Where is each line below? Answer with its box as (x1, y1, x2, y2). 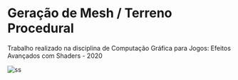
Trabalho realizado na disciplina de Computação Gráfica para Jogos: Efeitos (7, 44, 232, 52)
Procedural (7, 20, 75, 36)
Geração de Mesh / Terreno (7, 5, 172, 21)
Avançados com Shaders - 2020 (7, 51, 103, 60)
